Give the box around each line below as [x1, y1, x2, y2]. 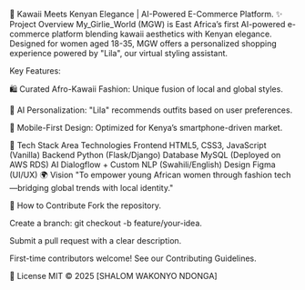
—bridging [9, 183, 49, 193]
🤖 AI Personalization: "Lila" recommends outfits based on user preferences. [9, 105, 293, 115]
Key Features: [9, 65, 61, 76]
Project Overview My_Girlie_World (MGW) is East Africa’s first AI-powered [9, 19, 286, 29]
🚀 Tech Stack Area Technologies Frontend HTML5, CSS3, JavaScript [9, 140, 267, 150]
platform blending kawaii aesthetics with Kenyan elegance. [51, 28, 272, 39]
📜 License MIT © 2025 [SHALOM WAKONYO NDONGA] [9, 271, 218, 281]
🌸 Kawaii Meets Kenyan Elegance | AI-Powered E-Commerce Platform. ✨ [9, 9, 283, 19]
